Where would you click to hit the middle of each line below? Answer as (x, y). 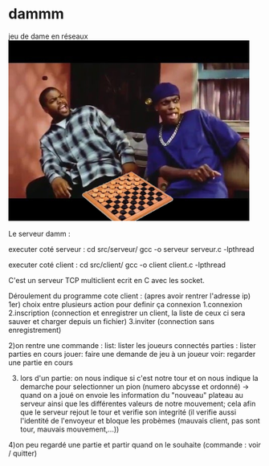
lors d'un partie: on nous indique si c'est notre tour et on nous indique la (139, 378)
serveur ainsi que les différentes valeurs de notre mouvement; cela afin (138, 403)
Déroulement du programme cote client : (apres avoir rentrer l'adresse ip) (130, 296)
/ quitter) (23, 453)
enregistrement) (35, 330)
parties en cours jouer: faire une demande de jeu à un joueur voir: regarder (132, 354)
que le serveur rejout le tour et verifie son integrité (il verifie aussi (128, 412)
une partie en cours (41, 363)
